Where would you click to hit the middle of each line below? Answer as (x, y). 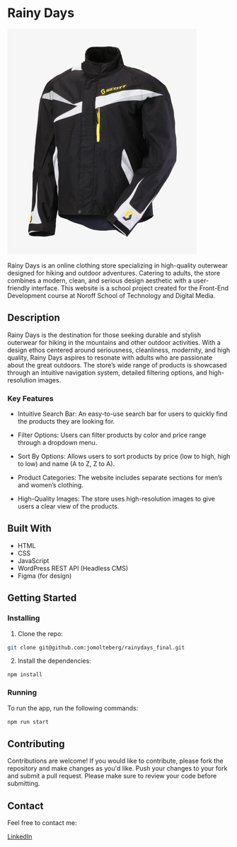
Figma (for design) (45, 576)
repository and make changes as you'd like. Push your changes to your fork (117, 768)
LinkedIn (20, 836)
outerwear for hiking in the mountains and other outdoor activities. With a (114, 342)
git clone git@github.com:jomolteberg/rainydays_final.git (96, 647)
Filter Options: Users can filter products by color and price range (112, 435)
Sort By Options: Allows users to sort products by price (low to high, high (124, 456)
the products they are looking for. (66, 421)
